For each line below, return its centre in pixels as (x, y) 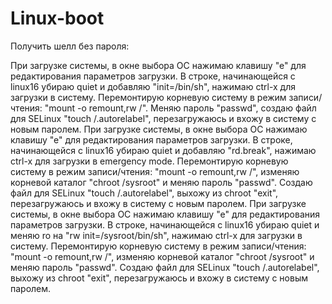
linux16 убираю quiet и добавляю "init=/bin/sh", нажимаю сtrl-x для (153, 86)
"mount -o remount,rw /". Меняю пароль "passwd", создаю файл (180, 108)
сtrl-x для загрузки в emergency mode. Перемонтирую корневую (149, 161)
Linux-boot (57, 18)
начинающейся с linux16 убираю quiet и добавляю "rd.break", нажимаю (163, 150)
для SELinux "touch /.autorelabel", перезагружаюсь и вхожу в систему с (163, 118)
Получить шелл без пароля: (70, 46)
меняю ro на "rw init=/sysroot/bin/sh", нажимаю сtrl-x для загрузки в (156, 235)
